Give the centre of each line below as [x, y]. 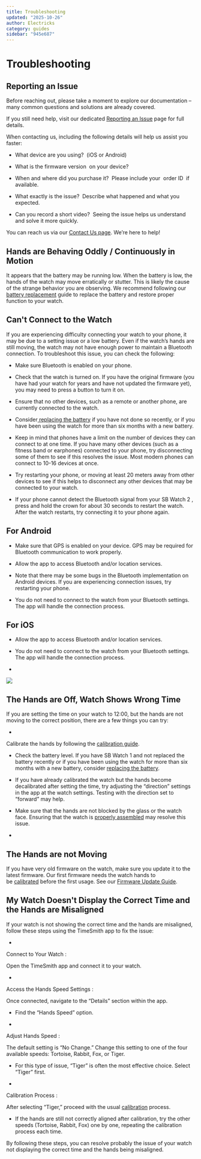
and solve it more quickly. [46, 221]
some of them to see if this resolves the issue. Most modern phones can [104, 457]
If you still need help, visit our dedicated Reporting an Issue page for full [95, 119]
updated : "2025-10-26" [34, 17]
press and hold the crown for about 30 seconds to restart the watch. [99, 505]
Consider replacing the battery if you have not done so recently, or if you [105, 419]
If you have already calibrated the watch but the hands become [93, 780]
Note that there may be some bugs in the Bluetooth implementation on [102, 575]
